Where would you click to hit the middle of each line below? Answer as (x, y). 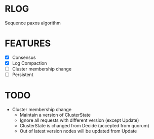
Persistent (23, 75)
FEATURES (28, 43)
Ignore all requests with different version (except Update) (79, 120)
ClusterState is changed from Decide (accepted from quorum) (85, 126)
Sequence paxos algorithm (33, 23)
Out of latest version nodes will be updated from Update (78, 131)
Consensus (24, 57)
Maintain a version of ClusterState (55, 115)
